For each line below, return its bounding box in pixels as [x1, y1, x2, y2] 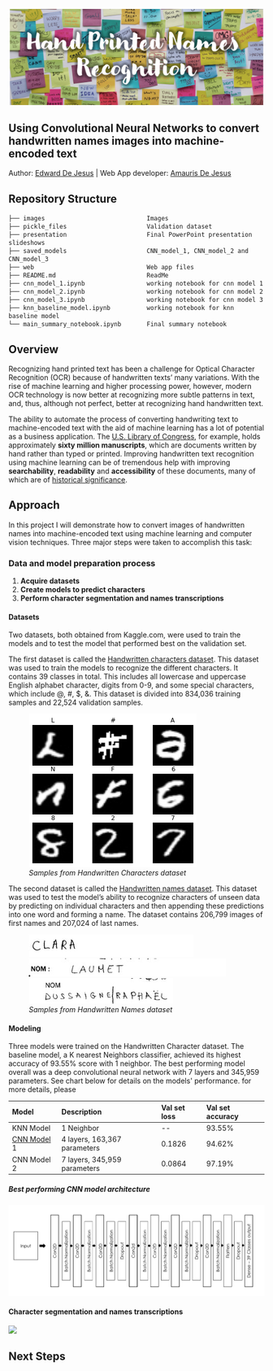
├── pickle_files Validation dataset [8, 223, 213, 231]
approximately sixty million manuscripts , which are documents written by [8, 440, 258, 450]
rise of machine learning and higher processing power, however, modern [8, 381, 252, 391]
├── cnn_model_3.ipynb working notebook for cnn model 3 [8, 296, 264, 304]
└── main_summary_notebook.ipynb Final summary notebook [8, 321, 227, 329]
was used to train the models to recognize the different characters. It [8, 663, 238, 673]
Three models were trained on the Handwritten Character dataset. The [8, 1041, 245, 1051]
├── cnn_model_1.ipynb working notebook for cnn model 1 [8, 280, 264, 288]
